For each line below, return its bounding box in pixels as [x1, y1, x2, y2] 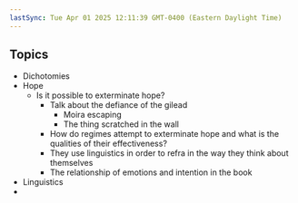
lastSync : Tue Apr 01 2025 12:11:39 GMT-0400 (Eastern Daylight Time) [9, 13, 283, 23]
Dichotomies [22, 71, 71, 82]
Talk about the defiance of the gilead [49, 100, 188, 111]
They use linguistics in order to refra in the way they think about [49, 148, 289, 159]
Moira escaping [63, 110, 123, 121]
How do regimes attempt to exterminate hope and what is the [49, 129, 280, 140]
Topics [9, 47, 49, 63]
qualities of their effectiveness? [49, 138, 168, 150]
